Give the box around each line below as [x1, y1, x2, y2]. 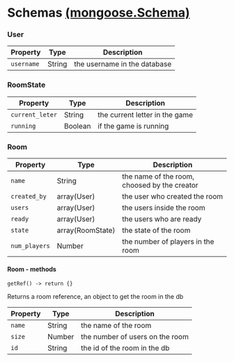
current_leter [10, 110, 58, 119]
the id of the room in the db [81, 343, 170, 353]
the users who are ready [121, 214, 202, 224]
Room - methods [7, 265, 57, 273]
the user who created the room [121, 192, 224, 201]
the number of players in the [121, 237, 214, 247]
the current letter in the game [97, 110, 194, 120]
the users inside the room [121, 203, 205, 213]
